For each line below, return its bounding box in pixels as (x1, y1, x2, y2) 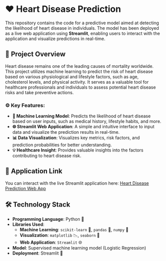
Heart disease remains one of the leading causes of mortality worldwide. (5, 63, 154, 69)
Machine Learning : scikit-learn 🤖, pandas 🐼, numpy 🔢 (19, 226, 129, 232)
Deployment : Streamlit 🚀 (12, 250, 63, 256)
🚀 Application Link (5, 167, 63, 175)
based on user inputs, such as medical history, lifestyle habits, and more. (12, 118, 162, 124)
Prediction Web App (5, 185, 46, 191)
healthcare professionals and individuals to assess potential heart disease (5, 84, 156, 90)
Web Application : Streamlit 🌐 (19, 239, 82, 245)
